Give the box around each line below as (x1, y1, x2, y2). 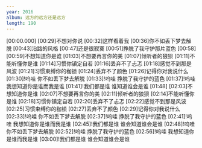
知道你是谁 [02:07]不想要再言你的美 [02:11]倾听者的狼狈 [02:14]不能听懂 (11, 90, 190, 97)
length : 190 (6, 20, 36, 26)
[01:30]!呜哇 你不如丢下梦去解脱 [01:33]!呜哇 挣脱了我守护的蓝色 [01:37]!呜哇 (6, 75, 196, 82)
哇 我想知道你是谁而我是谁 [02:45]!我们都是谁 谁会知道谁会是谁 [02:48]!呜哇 (6, 120, 195, 127)
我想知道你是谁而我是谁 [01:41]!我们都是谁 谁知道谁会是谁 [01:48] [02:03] (6, 83, 188, 90)
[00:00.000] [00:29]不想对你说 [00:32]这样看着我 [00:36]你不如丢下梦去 (6, 37, 186, 45)
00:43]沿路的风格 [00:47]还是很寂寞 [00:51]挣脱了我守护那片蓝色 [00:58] (14, 45, 197, 52)
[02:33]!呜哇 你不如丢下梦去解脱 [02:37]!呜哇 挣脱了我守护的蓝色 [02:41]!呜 (6, 113, 193, 120)
